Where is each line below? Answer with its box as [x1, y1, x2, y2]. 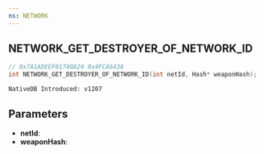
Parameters [8, 106, 68, 121]
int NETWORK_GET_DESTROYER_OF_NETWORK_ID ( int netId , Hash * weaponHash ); [8, 70, 258, 79]
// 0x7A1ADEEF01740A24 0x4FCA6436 [8, 63, 125, 71]
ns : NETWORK [8, 11, 48, 20]
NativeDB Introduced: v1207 [8, 85, 103, 94]
